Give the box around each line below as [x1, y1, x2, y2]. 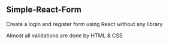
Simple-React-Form [6, 5, 82, 15]
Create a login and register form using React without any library [6, 20, 163, 27]
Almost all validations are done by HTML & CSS [6, 32, 123, 39]
